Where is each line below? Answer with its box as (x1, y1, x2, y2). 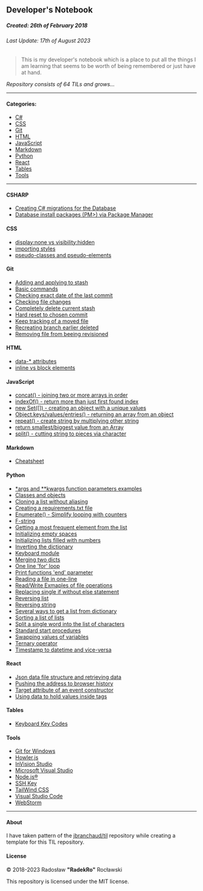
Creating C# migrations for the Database (14, 204, 117, 212)
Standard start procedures (14, 627, 82, 634)
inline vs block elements (14, 364, 76, 371)
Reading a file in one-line (14, 575, 77, 582)
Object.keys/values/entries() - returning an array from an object (14, 411, 174, 418)
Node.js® (14, 773, 38, 781)
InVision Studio (14, 761, 53, 768)
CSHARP (6, 191, 29, 198)
